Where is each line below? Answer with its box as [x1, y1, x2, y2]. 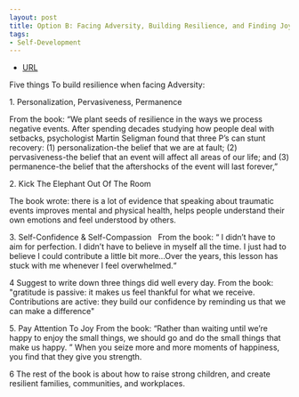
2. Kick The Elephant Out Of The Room [9, 179, 151, 190]
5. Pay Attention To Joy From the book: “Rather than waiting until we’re [9, 323, 269, 334]
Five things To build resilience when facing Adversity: [9, 79, 206, 90]
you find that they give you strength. [9, 352, 142, 362]
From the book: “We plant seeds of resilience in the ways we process [9, 114, 263, 125]
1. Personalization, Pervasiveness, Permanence [9, 97, 182, 108]
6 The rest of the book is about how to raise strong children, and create [9, 369, 271, 379]
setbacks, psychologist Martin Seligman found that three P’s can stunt [9, 133, 266, 143]
